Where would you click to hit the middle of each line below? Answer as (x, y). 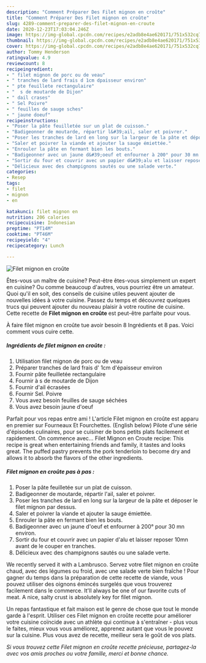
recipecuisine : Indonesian (41, 223)
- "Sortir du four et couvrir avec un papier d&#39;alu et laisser (94, 160)
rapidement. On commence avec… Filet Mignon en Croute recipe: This (95, 438)
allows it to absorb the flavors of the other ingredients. (75, 457)
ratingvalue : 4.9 (29, 58)
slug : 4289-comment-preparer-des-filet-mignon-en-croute (81, 23)
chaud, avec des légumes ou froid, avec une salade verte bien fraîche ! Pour (103, 571)
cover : (15, 47)
